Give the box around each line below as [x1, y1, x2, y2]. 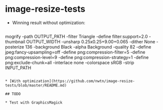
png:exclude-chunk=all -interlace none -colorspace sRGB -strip [5, 59, 135, 65]
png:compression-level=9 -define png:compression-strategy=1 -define [5, 54, 149, 60]
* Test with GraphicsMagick [5, 100, 63, 105]
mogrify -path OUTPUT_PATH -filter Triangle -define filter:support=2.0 [5, 33, 148, 39]
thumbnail [5, 38, 26, 45]
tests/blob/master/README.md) [5, 82, 67, 88]
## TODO [5, 91, 21, 96]
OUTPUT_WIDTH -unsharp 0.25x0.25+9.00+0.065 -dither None [26, 38, 156, 45]
